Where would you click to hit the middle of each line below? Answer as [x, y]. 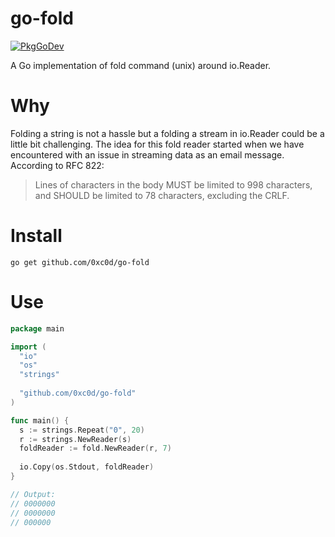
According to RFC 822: [57, 165]
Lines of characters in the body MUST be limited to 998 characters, [173, 184]
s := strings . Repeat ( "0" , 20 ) [82, 430]
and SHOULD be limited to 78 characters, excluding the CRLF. [162, 195]
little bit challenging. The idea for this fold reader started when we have [157, 144]
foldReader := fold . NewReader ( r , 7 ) [95, 448]
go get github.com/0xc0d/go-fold [80, 262]
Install [36, 236]
